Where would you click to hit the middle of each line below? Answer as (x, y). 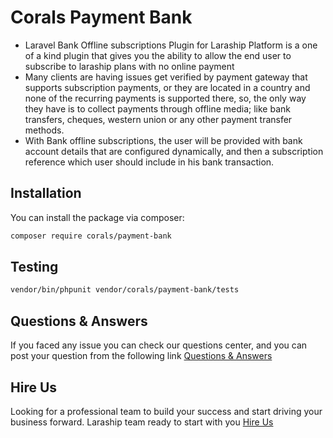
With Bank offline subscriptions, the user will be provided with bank (163, 140)
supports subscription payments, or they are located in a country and (167, 87)
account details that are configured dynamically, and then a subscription (174, 151)
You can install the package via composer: (97, 217)
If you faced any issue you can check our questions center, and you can (159, 345)
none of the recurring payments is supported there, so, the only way (165, 98)
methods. (44, 130)
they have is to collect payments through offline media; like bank (157, 108)
